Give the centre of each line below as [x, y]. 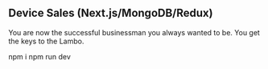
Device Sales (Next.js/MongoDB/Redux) [111, 13]
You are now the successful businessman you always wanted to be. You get [134, 32]
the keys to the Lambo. [46, 41]
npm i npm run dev [39, 56]
